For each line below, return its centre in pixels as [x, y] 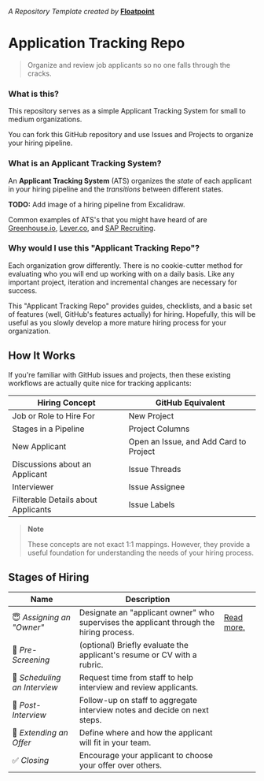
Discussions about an [52, 464]
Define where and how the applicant [146, 733]
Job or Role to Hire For [54, 415]
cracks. [40, 73]
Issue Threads [155, 469]
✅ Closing [31, 761]
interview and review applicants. [139, 687]
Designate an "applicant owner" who [147, 612]
